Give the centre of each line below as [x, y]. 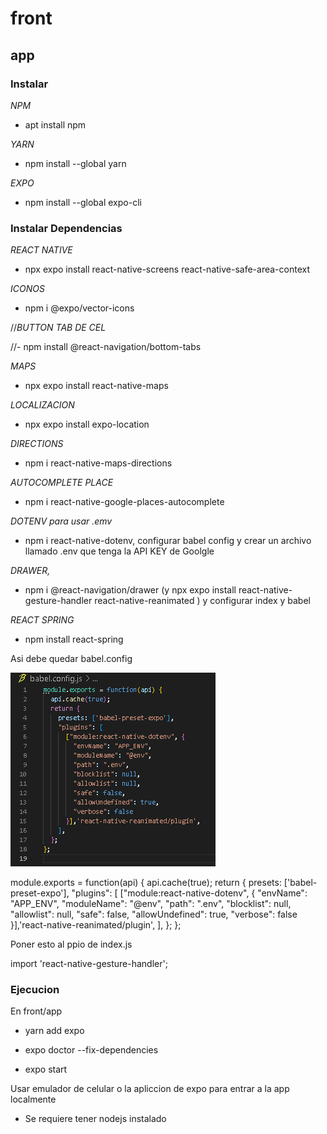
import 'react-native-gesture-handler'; [89, 964]
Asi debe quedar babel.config [71, 659]
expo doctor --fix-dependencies [91, 1050]
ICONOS [27, 289]
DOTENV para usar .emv [61, 521]
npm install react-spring [74, 639]
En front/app [36, 1011]
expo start [46, 1069]
